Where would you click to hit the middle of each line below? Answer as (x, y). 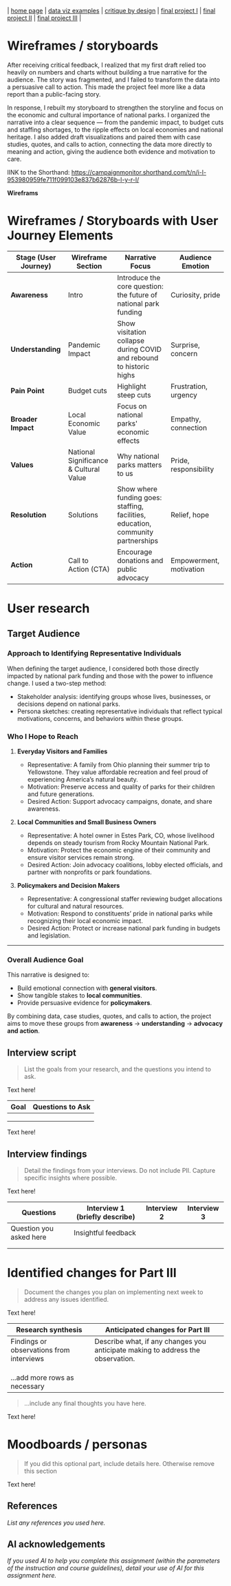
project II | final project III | (44, 18)
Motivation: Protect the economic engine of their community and (119, 850)
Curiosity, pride (196, 295)
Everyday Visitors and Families (62, 751)
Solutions (83, 515)
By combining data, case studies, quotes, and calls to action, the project (109, 1016)
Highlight (131, 386)
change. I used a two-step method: (57, 683)
